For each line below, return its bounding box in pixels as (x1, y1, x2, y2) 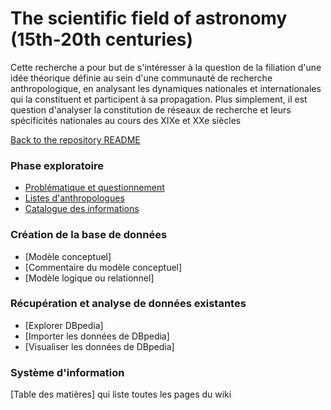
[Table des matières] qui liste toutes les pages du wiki (10, 388, 232, 401)
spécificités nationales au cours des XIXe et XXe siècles (10, 114, 242, 126)
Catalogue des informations (24, 203, 140, 215)
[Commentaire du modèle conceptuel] (24, 261, 183, 273)
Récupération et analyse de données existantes (10, 297, 247, 311)
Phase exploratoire (10, 158, 104, 172)
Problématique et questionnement (24, 182, 165, 194)
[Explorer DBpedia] (24, 319, 104, 331)
